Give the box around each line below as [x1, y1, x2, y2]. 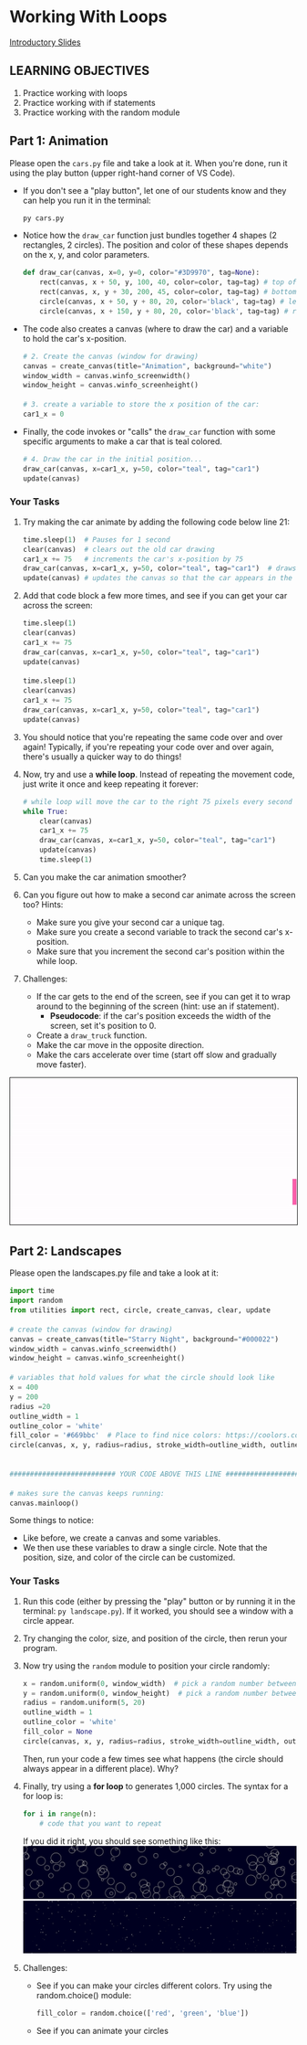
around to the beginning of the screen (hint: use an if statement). [36, 1001, 280, 1012]
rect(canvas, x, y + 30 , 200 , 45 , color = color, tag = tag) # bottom [39, 288, 297, 297]
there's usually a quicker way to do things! [22, 751, 182, 762]
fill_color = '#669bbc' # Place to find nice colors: [9, 1431, 222, 1440]
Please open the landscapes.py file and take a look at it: [9, 1267, 219, 1278]
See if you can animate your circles [36, 2025, 169, 2036]
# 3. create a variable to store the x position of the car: [22, 400, 261, 409]
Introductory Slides [9, 37, 81, 48]
